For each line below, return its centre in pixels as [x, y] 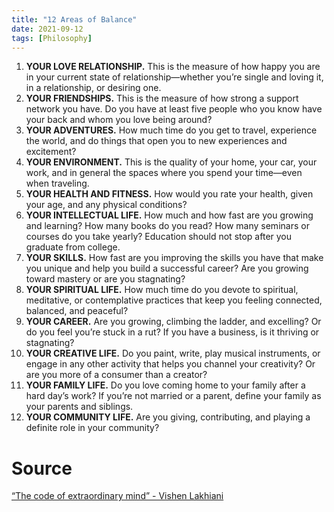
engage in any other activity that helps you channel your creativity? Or [170, 364]
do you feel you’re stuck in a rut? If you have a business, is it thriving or [172, 332]
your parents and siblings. [79, 407]
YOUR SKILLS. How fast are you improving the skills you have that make [174, 258]
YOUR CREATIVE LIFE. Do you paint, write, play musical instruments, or [173, 353]
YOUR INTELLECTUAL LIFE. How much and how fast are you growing [169, 215]
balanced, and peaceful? [77, 311]
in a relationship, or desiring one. [93, 88]
